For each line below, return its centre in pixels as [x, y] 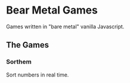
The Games [27, 45]
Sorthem [19, 62]
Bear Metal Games [52, 10]
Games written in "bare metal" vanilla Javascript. [65, 26]
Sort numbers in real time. [38, 75]
